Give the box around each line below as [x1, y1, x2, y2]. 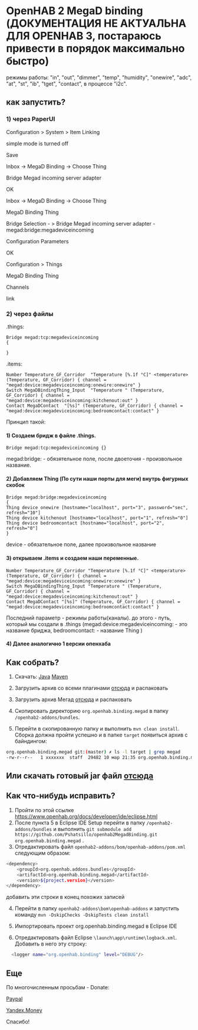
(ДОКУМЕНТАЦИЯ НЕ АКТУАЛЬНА [6, 17, 187, 30]
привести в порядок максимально [6, 42, 185, 56]
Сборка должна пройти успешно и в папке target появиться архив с [14, 731, 188, 738]
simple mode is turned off [6, 140, 69, 147]
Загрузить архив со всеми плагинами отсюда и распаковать [14, 684, 169, 692]
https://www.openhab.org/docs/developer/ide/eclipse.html [14, 813, 158, 820]
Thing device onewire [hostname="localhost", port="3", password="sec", [6, 505, 189, 511]
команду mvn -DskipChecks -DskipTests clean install [14, 911, 149, 918]
